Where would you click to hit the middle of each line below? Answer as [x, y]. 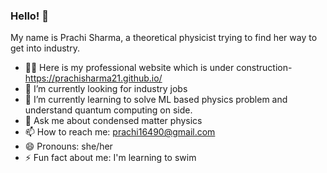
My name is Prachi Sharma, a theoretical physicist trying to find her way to [164, 38]
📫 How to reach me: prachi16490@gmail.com [120, 132]
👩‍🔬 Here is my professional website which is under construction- [158, 68]
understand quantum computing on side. [108, 110]
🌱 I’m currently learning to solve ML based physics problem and [156, 100]
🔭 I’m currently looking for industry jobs [106, 89]
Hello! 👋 [30, 16]
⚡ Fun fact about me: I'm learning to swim [110, 158]
